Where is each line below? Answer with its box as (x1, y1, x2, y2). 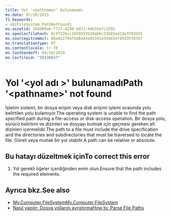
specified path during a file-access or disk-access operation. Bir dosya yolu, (5, 115, 166, 122)
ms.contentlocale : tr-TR (5, 45, 58, 51)
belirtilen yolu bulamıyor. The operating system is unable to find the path (5, 110, 156, 116)
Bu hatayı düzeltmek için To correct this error (5, 152, 150, 161)
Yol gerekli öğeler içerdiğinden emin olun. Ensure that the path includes (12, 165, 162, 172)
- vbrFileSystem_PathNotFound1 (5, 21, 72, 27)
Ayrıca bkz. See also (5, 186, 70, 195)
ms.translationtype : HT (5, 41, 56, 46)
